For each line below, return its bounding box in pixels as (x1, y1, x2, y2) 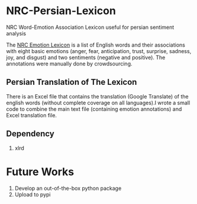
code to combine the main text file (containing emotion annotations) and (6, 105, 182, 113)
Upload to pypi (14, 190, 51, 198)
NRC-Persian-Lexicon (6, 4, 117, 18)
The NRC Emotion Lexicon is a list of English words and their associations (6, 41, 185, 48)
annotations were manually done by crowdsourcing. (6, 60, 133, 67)
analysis (6, 29, 27, 37)
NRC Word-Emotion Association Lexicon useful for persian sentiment (6, 24, 175, 31)
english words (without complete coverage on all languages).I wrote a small (6, 99, 190, 106)
